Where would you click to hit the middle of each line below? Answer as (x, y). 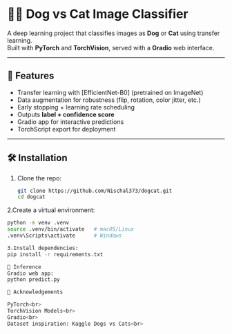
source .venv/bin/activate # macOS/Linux (71, 229)
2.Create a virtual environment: (51, 210)
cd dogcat (31, 197)
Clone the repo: (39, 178)
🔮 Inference (24, 267)
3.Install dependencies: (43, 248)
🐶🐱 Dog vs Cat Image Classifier (98, 14)
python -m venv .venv (38, 223)
